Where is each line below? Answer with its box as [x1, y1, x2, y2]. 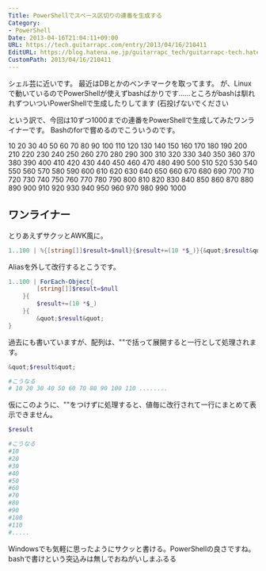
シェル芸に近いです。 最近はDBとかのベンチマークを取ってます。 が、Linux [8, 79, 252, 88]
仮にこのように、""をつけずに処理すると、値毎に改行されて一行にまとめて [8, 400, 250, 409]
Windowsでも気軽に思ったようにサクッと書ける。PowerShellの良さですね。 [8, 544, 256, 554]
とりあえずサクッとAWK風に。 [8, 231, 108, 240]
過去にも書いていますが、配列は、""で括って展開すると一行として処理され [8, 337, 250, 347]
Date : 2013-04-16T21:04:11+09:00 [8, 33, 119, 42]
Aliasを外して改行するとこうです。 [8, 262, 120, 271]
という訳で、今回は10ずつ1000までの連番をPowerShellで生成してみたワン [8, 115, 248, 125]
